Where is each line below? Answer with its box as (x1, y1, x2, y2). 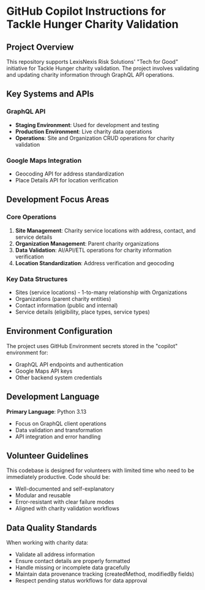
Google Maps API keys (15, 367, 73, 375)
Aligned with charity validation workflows (15, 505, 119, 512)
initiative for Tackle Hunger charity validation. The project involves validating (6, 64, 199, 72)
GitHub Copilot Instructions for (6, 4, 166, 18)
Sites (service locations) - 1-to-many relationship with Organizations (15, 289, 188, 296)
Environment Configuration (6, 326, 113, 336)
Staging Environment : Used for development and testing (15, 121, 159, 128)
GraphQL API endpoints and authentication (15, 360, 124, 368)
